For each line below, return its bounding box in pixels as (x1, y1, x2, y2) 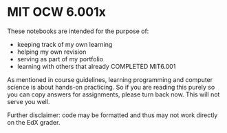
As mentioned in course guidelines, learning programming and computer (7, 75, 213, 83)
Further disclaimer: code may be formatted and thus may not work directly (7, 111, 218, 119)
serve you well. (7, 97, 50, 105)
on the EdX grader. (7, 118, 61, 126)
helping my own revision (17, 48, 87, 56)
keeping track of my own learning (17, 40, 113, 48)
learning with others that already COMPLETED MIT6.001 (17, 62, 176, 70)
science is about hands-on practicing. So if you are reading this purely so (7, 83, 215, 91)
